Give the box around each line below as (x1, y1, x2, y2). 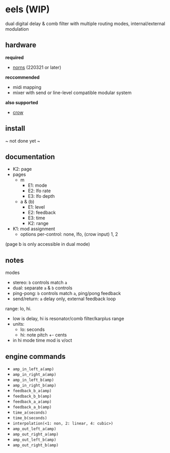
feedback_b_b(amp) (12, 394, 52, 399)
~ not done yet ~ (5, 138, 41, 144)
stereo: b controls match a (12, 280, 67, 286)
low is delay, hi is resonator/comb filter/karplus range (12, 315, 125, 322)
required (5, 54, 24, 60)
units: (12, 321, 24, 327)
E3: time (27, 215, 45, 221)
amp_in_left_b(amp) (12, 377, 54, 382)
